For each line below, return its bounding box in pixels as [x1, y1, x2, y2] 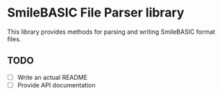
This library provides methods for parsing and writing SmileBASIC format [7, 28, 216, 36]
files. [7, 34, 22, 43]
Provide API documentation [17, 81, 96, 89]
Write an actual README [17, 73, 88, 81]
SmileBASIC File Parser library [7, 5, 185, 21]
